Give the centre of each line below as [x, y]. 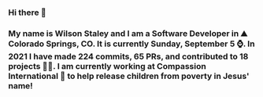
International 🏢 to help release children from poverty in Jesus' [129, 76]
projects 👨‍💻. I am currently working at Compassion [107, 66]
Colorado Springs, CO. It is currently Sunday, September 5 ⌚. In [131, 44]
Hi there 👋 [28, 13]
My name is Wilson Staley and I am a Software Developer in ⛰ [128, 33]
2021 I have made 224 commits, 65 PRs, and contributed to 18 [128, 56]
